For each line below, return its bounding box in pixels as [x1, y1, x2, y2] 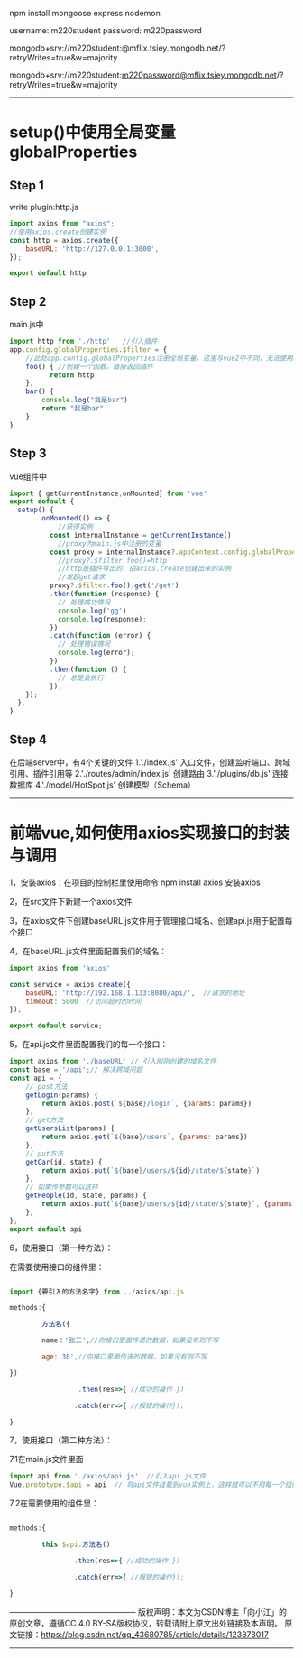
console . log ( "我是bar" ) [41, 396, 128, 405]
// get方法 [25, 1116, 64, 1125]
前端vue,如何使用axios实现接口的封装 [9, 823, 290, 843]
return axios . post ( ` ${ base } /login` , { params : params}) [41, 1099, 252, 1108]
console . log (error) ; [57, 649, 135, 658]
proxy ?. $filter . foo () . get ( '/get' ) [49, 581, 179, 590]
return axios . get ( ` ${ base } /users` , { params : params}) [41, 1132, 248, 1141]
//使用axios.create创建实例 [9, 227, 106, 236]
